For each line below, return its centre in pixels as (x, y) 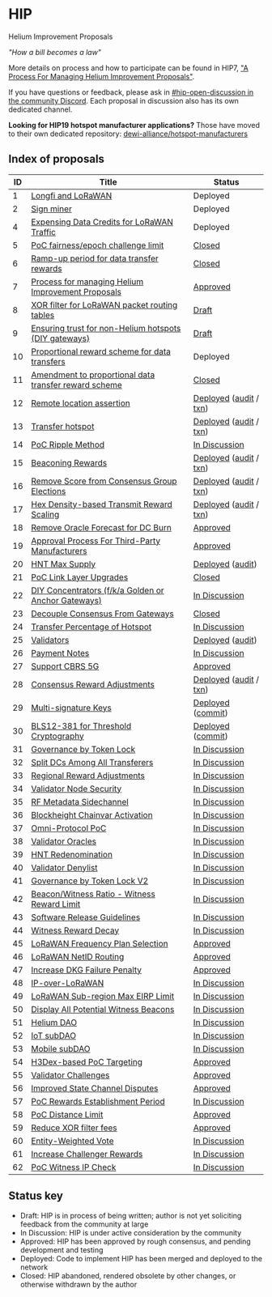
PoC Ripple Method (68, 444)
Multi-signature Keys (71, 708)
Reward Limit (56, 904)
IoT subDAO (54, 1035)
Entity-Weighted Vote (72, 1141)
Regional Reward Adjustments (88, 776)
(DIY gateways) (61, 338)
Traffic (44, 232)
